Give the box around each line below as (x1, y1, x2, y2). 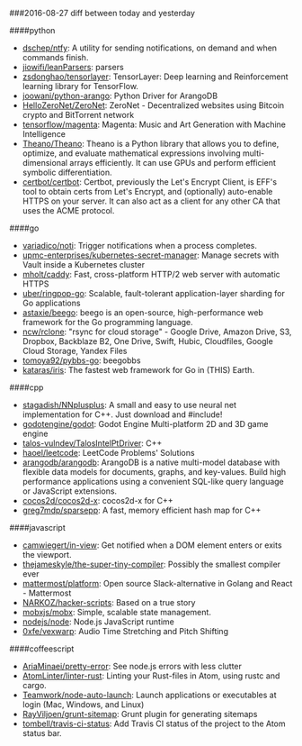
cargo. (22, 680, 47, 690)
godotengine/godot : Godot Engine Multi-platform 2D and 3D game (22, 419, 269, 429)
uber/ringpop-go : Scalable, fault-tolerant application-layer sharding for (22, 288, 285, 298)
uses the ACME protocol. (22, 205, 115, 215)
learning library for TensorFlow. (22, 81, 139, 91)
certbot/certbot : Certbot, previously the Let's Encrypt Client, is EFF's (22, 177, 277, 187)
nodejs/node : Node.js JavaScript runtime (22, 616, 175, 627)
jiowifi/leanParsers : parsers (22, 62, 124, 72)
